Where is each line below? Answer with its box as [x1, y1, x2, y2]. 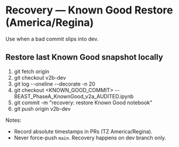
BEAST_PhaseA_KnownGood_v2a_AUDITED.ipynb [13, 93, 134, 100]
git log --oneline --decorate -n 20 [13, 80, 96, 87]
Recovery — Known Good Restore [5, 4, 173, 17]
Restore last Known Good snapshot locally [5, 52, 163, 62]
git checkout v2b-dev [13, 74, 67, 81]
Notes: [5, 117, 22, 124]
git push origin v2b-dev [13, 105, 71, 112]
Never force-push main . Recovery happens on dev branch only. [13, 134, 166, 141]
